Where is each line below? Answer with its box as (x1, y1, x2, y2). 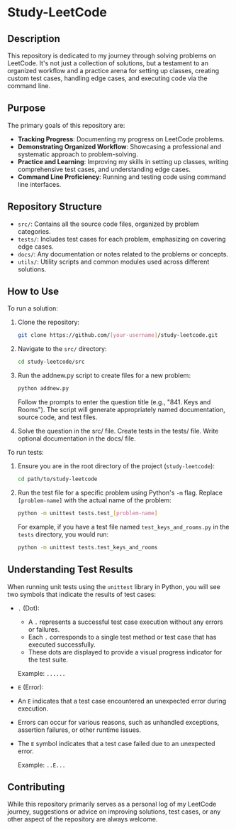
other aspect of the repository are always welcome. (7, 815, 158, 824)
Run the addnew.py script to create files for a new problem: (17, 371, 191, 380)
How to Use (7, 286, 60, 298)
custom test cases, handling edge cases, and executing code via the (7, 74, 208, 82)
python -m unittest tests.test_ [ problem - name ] (17, 510, 158, 517)
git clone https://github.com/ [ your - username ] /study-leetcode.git (17, 332, 218, 339)
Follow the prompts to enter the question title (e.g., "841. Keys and (17, 398, 211, 406)
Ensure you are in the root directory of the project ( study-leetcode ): (17, 462, 215, 470)
